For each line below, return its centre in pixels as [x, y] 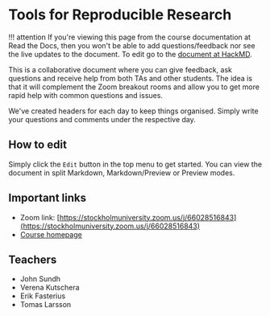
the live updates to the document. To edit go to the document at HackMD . [130, 54]
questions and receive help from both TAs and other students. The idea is [130, 78]
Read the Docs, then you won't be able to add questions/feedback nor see [132, 45]
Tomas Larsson [46, 305]
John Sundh [40, 279]
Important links [48, 198]
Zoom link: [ [40, 217]
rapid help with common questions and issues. [86, 95]
